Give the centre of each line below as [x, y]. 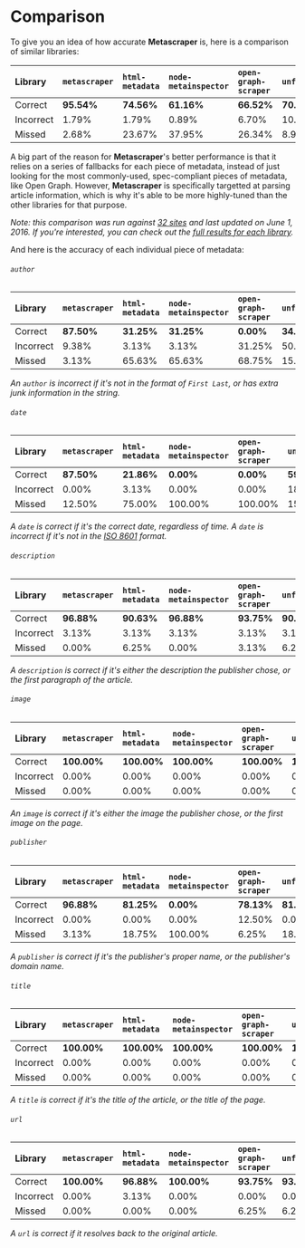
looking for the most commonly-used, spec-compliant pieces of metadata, [149, 176]
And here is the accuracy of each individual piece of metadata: [127, 249]
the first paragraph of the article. [72, 679]
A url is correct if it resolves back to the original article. [114, 1234]
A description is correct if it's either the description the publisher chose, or [150, 670]
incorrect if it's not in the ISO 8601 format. [89, 536]
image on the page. [47, 822]
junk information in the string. [65, 393]
